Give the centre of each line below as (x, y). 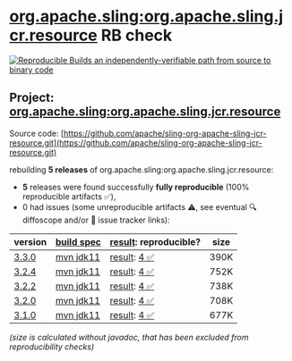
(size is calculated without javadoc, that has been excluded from (129, 337)
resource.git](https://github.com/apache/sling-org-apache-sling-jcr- (136, 143)
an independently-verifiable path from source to (182, 60)
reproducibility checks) (52, 347)
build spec (78, 241)
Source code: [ (37, 133)
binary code (31, 70)
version (30, 241)
